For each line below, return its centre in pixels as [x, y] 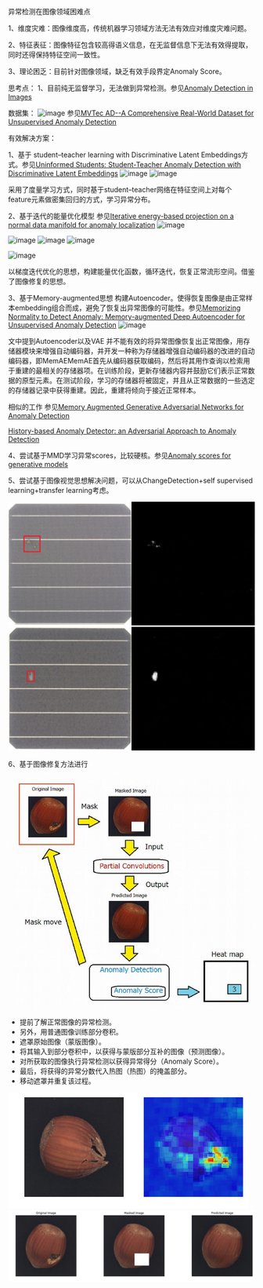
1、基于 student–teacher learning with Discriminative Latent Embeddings [125, 155]
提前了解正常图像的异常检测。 [67, 1022]
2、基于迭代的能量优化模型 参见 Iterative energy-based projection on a [121, 216]
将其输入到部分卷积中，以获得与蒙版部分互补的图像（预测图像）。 [124, 1051]
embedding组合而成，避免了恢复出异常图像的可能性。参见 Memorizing [128, 308]
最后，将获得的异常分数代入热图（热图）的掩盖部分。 [105, 1071]
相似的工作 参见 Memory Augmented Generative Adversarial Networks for [126, 407]
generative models [38, 464]
